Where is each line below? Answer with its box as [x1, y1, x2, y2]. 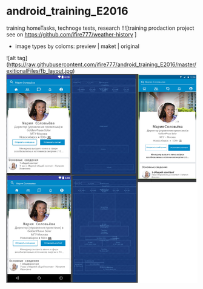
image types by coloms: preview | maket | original [15, 42, 139, 50]
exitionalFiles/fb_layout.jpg [6, 67, 73, 74]
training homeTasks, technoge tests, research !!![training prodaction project [6, 24, 195, 32]
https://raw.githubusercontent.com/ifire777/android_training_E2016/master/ [8, 61, 197, 68]
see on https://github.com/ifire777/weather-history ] [6, 30, 137, 38]
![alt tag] [6, 54, 28, 61]
